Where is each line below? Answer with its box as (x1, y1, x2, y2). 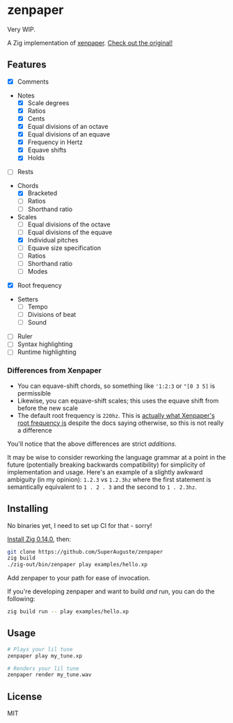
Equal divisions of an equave (27, 130, 111, 139)
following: (7, 595, 35, 603)
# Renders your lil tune (7, 664, 79, 672)
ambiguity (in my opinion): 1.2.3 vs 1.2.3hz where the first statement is (7, 475, 211, 483)
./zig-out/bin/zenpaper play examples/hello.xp (7, 561, 148, 568)
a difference (17, 426, 52, 434)
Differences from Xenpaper (7, 366, 102, 375)
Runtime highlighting (17, 348, 77, 357)
